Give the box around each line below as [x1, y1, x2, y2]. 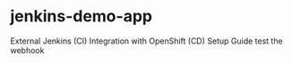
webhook [10, 44, 45, 55]
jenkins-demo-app [10, 6, 153, 27]
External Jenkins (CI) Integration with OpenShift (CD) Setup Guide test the [10, 35, 283, 46]
